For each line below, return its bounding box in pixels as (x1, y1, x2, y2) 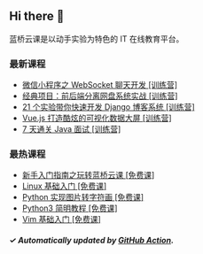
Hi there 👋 (9, 9, 65, 24)
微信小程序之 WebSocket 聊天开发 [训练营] (21, 80, 178, 90)
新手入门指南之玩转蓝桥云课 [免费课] (21, 170, 155, 181)
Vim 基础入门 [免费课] (21, 214, 102, 225)
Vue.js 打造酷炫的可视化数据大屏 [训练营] (21, 112, 172, 124)
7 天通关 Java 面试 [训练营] (21, 124, 121, 135)
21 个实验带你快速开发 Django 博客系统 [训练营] (21, 102, 195, 112)
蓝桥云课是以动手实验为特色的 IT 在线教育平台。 (9, 33, 184, 44)
